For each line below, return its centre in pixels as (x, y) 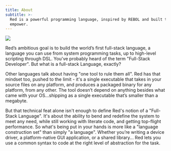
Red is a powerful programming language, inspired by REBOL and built (86, 19)
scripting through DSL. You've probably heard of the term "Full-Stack (78, 59)
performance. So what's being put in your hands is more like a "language (82, 127)
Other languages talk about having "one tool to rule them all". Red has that (83, 74)
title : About (19, 10)
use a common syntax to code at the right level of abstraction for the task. (83, 143)
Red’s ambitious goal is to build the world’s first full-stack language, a (78, 48)
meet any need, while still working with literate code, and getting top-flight (83, 122)
